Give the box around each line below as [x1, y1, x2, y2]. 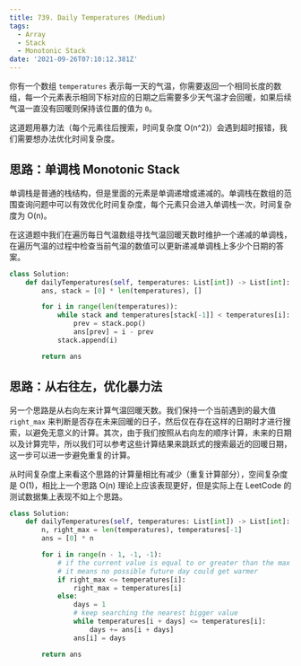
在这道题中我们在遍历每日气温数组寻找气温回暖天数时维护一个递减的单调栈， [9, 229, 292, 240]
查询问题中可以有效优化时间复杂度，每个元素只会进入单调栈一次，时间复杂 [16, 198, 292, 209]
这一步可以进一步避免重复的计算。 [9, 450, 135, 460]
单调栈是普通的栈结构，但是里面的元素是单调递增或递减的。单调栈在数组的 [9, 188, 284, 198]
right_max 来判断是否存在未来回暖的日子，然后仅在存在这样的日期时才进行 [9, 416, 284, 426]
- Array [17, 30, 47, 39]
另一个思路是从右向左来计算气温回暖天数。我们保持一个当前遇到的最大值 [9, 405, 276, 416]
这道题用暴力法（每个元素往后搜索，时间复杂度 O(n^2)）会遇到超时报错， [9, 122, 280, 133]
